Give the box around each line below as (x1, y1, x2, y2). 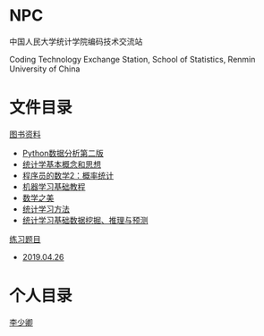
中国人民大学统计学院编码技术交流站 (9, 36, 143, 46)
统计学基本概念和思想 (21, 158, 101, 170)
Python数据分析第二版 (21, 147, 105, 158)
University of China (9, 63, 81, 74)
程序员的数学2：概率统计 (21, 170, 115, 181)
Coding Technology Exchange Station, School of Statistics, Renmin (9, 54, 256, 64)
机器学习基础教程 (21, 181, 86, 192)
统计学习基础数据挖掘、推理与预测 (21, 214, 149, 225)
